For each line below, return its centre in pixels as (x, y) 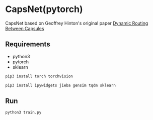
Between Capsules (25, 28)
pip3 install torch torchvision (39, 76)
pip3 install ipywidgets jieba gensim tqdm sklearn (60, 85)
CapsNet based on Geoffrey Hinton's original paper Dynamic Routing (77, 23)
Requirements (28, 44)
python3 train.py (23, 112)
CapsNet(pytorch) (44, 9)
